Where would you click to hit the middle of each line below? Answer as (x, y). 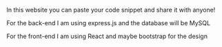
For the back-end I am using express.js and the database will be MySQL (109, 23)
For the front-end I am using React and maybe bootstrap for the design (107, 36)
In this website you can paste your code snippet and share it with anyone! (111, 10)
